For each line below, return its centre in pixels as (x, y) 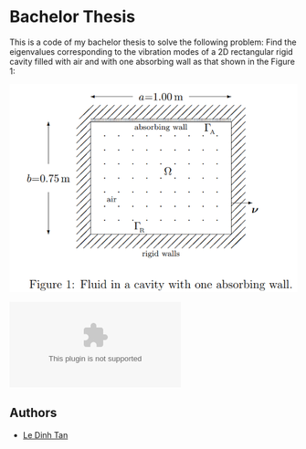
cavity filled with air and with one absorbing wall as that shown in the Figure (152, 61)
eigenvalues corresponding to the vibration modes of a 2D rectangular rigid (152, 51)
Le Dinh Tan (45, 434)
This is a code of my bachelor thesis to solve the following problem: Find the (153, 42)
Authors (33, 413)
